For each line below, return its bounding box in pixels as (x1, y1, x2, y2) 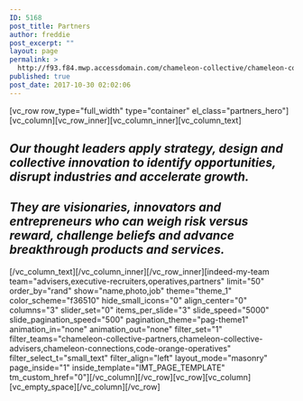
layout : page (9, 47, 59, 56)
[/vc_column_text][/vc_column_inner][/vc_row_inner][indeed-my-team (9, 266, 270, 276)
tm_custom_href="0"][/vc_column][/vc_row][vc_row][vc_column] (9, 371, 252, 382)
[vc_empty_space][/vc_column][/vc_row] (9, 381, 161, 392)
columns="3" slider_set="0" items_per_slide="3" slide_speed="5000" (9, 304, 270, 315)
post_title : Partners (9, 22, 91, 31)
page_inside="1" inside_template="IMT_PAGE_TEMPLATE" (9, 362, 225, 373)
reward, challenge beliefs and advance (9, 228, 234, 244)
